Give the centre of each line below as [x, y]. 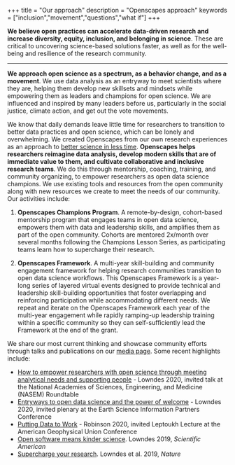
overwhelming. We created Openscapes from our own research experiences [117, 139]
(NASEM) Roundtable [48, 394]
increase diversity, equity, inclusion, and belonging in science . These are [115, 39]
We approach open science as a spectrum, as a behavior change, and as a [117, 74]
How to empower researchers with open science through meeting [112, 372]
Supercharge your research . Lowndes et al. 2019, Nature [99, 454]
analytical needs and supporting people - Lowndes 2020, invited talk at [120, 380]
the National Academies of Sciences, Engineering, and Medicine [110, 387]
